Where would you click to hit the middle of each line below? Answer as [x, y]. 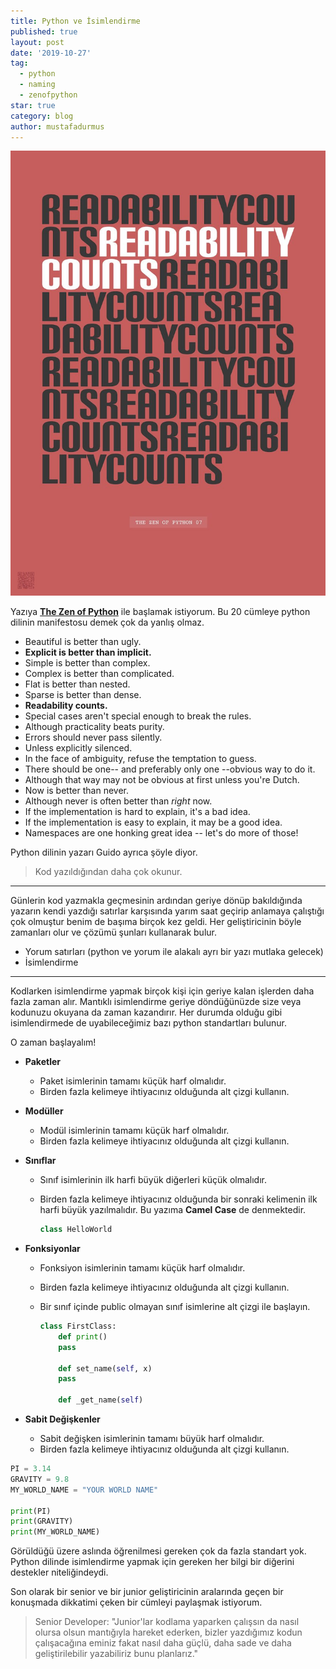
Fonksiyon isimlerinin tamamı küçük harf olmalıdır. [142, 1268]
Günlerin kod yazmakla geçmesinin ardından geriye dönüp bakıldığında [156, 901]
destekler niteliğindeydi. [59, 1572]
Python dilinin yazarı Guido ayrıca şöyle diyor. [104, 852]
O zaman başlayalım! [53, 1042]
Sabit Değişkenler [62, 1419]
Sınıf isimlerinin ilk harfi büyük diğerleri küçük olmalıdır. [153, 1180]
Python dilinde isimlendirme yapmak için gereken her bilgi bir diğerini [152, 1562]
